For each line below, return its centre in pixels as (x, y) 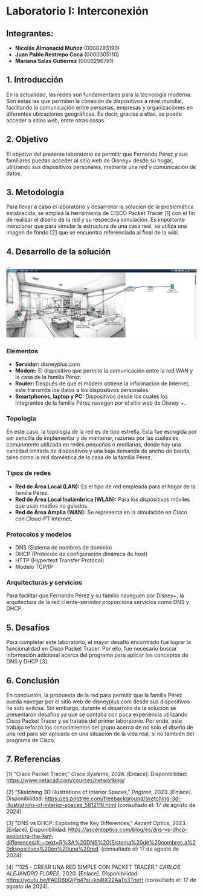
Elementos (22, 351)
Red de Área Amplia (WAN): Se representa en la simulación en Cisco (101, 512)
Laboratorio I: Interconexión (78, 11)
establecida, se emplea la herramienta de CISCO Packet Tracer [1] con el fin (101, 213)
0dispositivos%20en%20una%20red (52, 849)
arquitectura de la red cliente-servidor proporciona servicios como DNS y (98, 602)
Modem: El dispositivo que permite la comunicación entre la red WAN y (104, 371)
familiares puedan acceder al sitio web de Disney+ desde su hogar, (90, 160)
